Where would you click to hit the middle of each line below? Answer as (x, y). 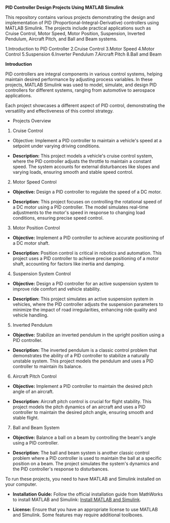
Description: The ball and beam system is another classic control (81, 453)
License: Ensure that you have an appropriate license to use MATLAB (85, 509)
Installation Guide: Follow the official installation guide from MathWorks (88, 494)
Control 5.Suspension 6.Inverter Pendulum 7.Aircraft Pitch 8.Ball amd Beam (83, 54)
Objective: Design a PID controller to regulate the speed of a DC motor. (87, 192)
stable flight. (26, 418)
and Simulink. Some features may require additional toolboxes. (78, 515)
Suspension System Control (42, 274)
